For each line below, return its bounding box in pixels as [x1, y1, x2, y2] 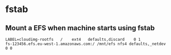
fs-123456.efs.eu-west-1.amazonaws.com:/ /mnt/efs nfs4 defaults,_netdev [5, 41, 166, 46]
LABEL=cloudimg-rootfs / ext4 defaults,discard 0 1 [5, 37, 141, 42]
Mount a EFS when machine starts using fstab [5, 24, 155, 32]
